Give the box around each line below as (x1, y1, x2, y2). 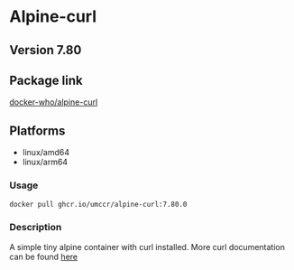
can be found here (9, 251, 78, 262)
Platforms (9, 123, 66, 138)
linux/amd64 (22, 147, 70, 158)
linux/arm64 (22, 156, 69, 168)
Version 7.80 (9, 42, 82, 58)
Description (9, 221, 62, 234)
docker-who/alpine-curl (9, 97, 98, 107)
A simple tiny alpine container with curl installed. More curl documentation (9, 241, 286, 252)
